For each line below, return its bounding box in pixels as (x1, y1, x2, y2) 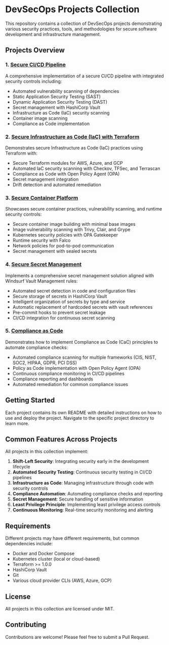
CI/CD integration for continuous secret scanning (12, 314, 115, 321)
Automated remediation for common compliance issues (12, 381, 128, 387)
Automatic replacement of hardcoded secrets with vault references (12, 304, 153, 310)
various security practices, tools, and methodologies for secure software (5, 25, 157, 32)
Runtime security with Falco (12, 238, 71, 244)
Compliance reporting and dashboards (12, 375, 94, 382)
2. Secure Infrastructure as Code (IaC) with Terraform (5, 133, 140, 140)
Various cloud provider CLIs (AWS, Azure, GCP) (12, 577, 112, 583)
